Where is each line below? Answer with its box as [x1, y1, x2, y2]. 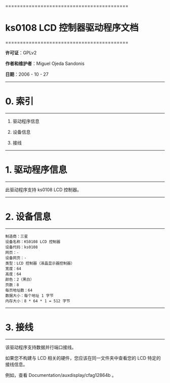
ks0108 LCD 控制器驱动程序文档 [5, 22, 139, 33]
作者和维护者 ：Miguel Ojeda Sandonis [5, 60, 85, 66]
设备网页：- [5, 255, 27, 260]
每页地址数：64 [5, 288, 33, 293]
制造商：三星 [5, 234, 28, 239]
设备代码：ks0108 [5, 245, 38, 250]
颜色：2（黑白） [5, 277, 34, 282]
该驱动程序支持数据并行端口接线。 [5, 344, 76, 350]
